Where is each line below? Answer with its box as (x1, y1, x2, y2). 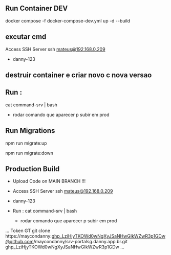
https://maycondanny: (5, 233, 52, 239)
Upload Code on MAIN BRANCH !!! (12, 178, 86, 184)
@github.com (5, 239, 34, 245)
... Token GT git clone (5, 227, 50, 234)
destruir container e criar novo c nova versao (5, 71, 152, 80)
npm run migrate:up (5, 140, 47, 146)
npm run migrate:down (5, 150, 54, 156)
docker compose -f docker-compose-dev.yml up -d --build (5, 17, 131, 24)
